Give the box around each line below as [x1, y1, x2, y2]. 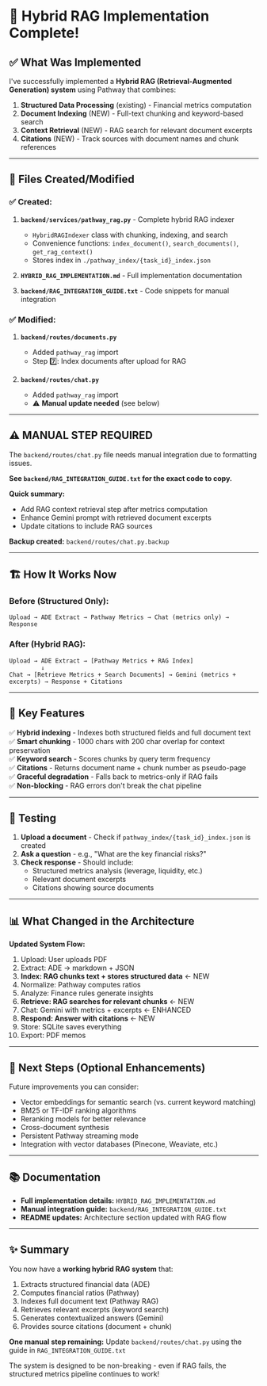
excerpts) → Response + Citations [9, 678, 124, 685]
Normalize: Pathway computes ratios [20, 980, 141, 990]
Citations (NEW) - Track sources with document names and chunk [20, 134, 239, 143]
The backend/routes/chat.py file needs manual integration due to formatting [9, 449, 257, 459]
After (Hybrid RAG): [9, 639, 86, 650]
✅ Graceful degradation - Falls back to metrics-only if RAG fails [9, 772, 219, 781]
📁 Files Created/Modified [9, 173, 135, 186]
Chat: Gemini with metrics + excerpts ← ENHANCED [20, 1006, 192, 1015]
